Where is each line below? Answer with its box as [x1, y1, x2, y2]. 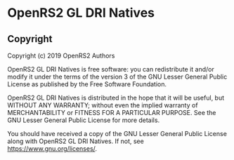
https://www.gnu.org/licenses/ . [7, 145, 97, 152]
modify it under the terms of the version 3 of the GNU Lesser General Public [7, 72, 228, 81]
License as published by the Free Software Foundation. [7, 80, 167, 88]
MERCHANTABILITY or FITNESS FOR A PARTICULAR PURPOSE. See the [7, 109, 216, 116]
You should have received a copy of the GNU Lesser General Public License [7, 130, 227, 138]
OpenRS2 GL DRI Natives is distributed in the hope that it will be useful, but [7, 93, 225, 102]
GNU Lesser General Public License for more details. [7, 116, 160, 124]
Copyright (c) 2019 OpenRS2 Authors [7, 51, 115, 60]
